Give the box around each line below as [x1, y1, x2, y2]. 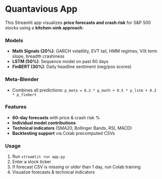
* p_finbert [12, 92, 37, 97]
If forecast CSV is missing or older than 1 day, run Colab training [12, 164, 141, 170]
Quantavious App [5, 3, 78, 15]
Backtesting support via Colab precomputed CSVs [12, 130, 115, 136]
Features [5, 104, 27, 111]
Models [5, 37, 23, 44]
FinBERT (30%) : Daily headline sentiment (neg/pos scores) [12, 64, 132, 69]
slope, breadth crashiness [12, 53, 65, 59]
